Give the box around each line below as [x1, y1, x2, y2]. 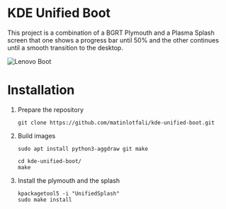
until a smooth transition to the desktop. [7, 43, 124, 52]
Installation [7, 82, 75, 98]
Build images [17, 131, 56, 140]
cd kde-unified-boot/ [17, 157, 81, 164]
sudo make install [17, 196, 72, 203]
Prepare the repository [17, 105, 84, 114]
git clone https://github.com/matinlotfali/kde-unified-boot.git [17, 119, 215, 126]
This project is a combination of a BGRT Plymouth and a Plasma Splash [7, 28, 215, 37]
